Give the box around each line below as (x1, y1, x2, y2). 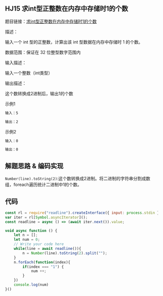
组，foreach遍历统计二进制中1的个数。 (5, 181, 82, 188)
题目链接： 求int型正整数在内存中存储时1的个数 (5, 18, 97, 24)
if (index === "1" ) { (22, 264, 64, 269)
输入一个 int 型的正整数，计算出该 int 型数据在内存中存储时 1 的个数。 (5, 39, 143, 45)
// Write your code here (14, 242, 64, 247)
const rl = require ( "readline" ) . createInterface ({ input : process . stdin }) (5, 210, 162, 215)
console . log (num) (14, 282, 49, 287)
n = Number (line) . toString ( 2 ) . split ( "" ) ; (22, 250, 108, 256)
